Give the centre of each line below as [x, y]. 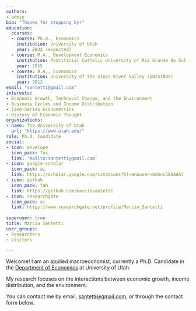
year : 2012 [30, 82]
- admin [15, 17]
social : [15, 142]
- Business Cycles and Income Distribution [60, 104]
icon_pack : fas [30, 153]
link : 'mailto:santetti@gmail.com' [55, 158]
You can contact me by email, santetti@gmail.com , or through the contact [94, 296]
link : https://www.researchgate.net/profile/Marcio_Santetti [87, 207]
